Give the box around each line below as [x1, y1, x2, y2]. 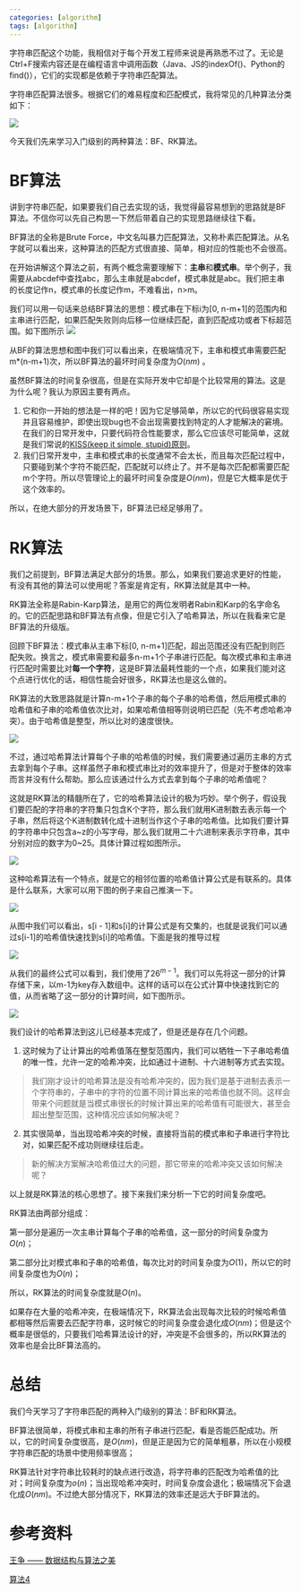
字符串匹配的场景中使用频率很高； [9, 1447, 135, 1458]
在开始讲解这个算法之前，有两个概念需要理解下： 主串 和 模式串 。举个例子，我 [9, 262, 292, 273]
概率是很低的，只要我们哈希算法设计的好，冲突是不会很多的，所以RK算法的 [9, 1329, 287, 1339]
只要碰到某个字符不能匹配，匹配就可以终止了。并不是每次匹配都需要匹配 [21, 461, 289, 472]
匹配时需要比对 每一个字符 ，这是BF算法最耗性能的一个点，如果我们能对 [16, 663, 279, 674]
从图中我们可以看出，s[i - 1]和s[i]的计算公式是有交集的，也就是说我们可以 [9, 920, 279, 932]
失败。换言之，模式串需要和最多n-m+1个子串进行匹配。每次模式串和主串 [16, 651, 284, 663]
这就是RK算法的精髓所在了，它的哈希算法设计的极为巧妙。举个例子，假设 [9, 793, 279, 804]
